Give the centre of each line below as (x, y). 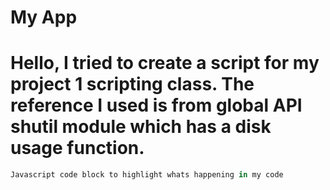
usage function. (77, 148)
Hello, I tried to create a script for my (165, 63)
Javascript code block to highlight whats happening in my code (147, 175)
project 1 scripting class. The (132, 84)
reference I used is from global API (156, 105)
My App (44, 17)
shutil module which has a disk (141, 127)
